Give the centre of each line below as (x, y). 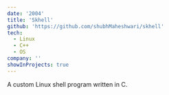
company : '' (24, 59)
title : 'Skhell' (30, 20)
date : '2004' (26, 13)
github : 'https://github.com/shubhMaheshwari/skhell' (86, 26)
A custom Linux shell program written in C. (67, 84)
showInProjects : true (38, 65)
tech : (15, 33)
